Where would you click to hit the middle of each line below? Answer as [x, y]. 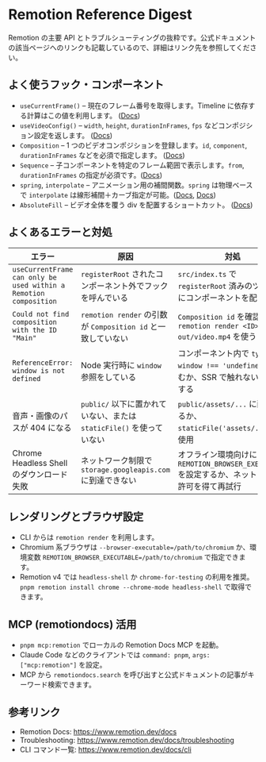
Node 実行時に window [121, 365]
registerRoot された [118, 274]
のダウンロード [40, 474]
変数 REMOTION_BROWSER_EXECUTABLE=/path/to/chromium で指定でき [133, 557]
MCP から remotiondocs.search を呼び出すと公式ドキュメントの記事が [133, 675]
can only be [35, 277]
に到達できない [108, 480]
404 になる [51, 428]
